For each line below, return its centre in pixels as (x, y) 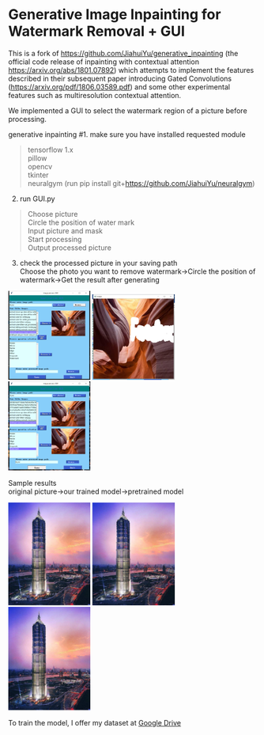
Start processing (55, 239)
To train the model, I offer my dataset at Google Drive (95, 723)
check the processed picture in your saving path (98, 263)
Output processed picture (70, 248)
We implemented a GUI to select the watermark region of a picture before (128, 110)
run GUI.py (37, 199)
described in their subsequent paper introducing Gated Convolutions (120, 78)
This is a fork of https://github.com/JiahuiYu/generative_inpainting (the (123, 53)
